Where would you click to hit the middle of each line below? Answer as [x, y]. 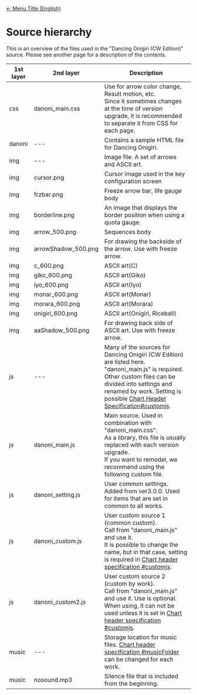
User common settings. [137, 484]
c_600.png [49, 266]
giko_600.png [53, 275]
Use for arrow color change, [143, 86]
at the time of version [134, 108]
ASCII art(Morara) [129, 304]
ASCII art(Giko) [125, 275]
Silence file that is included [142, 676]
